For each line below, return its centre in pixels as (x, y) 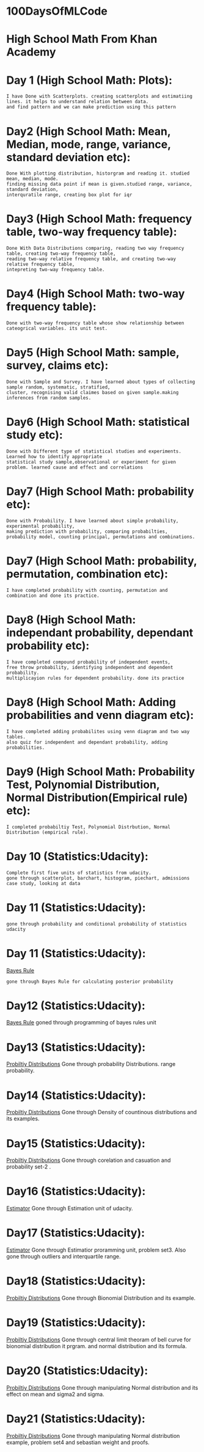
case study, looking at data (43, 883)
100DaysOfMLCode (57, 11)
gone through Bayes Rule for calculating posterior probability (90, 982)
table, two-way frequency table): (92, 232)
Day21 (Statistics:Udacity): (76, 1419)
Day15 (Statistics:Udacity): (76, 1143)
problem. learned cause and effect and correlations (75, 467)
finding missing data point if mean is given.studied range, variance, (99, 184)
